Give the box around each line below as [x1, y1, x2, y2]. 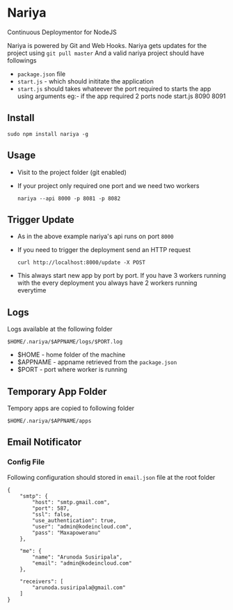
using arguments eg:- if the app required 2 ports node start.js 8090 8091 [17, 92, 226, 100]
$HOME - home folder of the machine [17, 350, 126, 359]
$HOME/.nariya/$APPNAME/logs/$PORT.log [7, 338, 123, 345]
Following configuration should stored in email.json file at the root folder [7, 473, 216, 481]
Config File [7, 458, 45, 467]
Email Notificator [7, 437, 82, 448]
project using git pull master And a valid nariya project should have [7, 49, 204, 57]
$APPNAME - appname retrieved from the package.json [17, 358, 177, 366]
